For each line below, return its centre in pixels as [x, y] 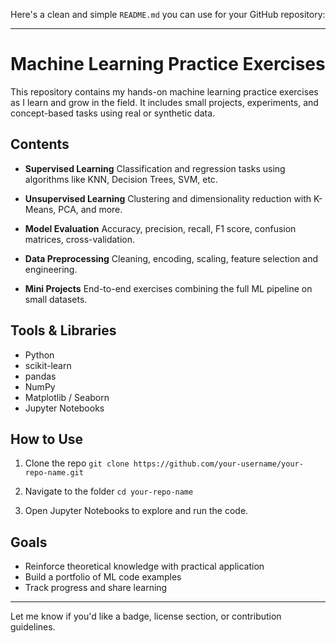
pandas [40, 376]
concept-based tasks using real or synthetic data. [113, 113]
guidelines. [33, 627]
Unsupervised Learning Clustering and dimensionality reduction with [168, 198]
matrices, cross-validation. [80, 239]
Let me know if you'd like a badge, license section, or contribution [146, 616]
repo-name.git [54, 473]
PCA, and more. [90, 209]
